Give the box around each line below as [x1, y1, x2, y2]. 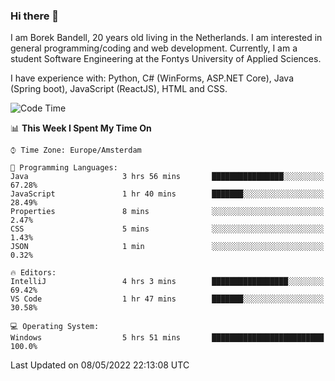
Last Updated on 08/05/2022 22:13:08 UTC [10, 359, 190, 371]
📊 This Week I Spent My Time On [10, 122, 152, 134]
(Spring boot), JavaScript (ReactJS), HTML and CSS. [10, 83, 228, 95]
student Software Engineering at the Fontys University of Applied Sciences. [10, 53, 322, 65]
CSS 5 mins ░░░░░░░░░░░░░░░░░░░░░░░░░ [10, 224, 325, 234]
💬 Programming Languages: [10, 163, 118, 173]
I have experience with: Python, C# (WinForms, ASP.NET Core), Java [10, 72, 295, 84]
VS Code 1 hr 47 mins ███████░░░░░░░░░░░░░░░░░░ [10, 294, 325, 304]
